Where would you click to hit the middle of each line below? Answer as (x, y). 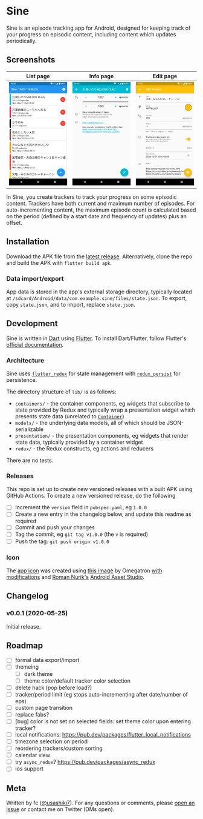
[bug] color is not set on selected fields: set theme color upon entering (103, 721)
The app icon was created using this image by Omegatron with (84, 570)
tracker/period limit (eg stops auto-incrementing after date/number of (101, 694)
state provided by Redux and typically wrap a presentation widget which (105, 410)
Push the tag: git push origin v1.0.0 (62, 541)
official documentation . (35, 344)
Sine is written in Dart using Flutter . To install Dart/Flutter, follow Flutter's (96, 338)
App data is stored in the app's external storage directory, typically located (99, 292)
